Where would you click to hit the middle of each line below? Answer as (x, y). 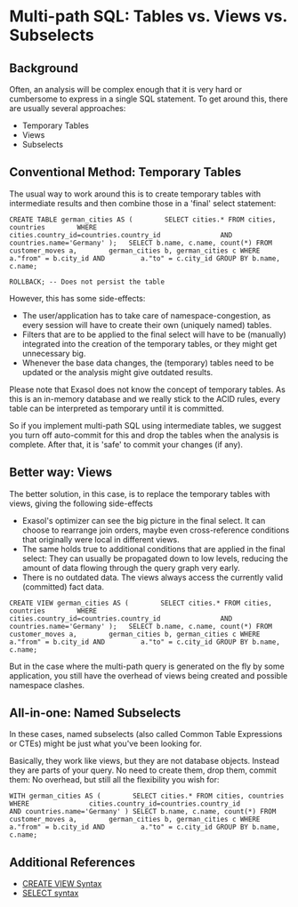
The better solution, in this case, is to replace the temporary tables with (140, 494)
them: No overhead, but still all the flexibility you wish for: (114, 780)
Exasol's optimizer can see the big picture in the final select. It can (144, 520)
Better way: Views (61, 473)
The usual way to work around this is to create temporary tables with (135, 194)
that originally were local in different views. (101, 539)
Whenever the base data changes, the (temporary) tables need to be (148, 363)
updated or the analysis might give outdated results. (117, 372)
